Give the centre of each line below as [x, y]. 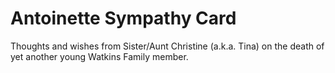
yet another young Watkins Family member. [99, 56]
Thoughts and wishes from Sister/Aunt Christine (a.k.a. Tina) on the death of [167, 46]
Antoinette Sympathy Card [123, 18]
